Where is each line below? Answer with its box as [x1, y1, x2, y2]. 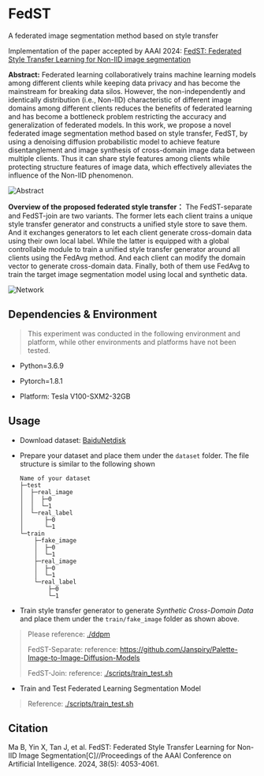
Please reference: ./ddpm [27, 629, 110, 639]
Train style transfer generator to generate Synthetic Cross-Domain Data [19, 605, 254, 615]
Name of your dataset [19, 474, 91, 482]
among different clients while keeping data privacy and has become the [8, 78, 240, 88]
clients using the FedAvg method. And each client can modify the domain [8, 253, 246, 262]
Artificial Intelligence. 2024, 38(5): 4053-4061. [8, 759, 159, 769]
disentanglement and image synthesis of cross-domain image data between [8, 145, 255, 155]
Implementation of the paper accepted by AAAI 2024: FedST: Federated [8, 46, 242, 55]
